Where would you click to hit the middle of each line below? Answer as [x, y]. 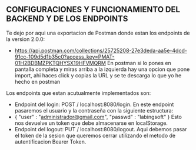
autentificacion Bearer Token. [50, 142]
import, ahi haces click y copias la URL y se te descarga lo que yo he [98, 75]
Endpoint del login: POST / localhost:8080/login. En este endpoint [94, 104]
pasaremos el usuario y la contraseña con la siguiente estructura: [94, 110]
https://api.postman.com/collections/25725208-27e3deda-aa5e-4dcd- [101, 50]
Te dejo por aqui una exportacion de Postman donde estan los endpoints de [98, 33]
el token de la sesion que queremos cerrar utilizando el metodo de [95, 135]
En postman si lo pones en [139, 63]
